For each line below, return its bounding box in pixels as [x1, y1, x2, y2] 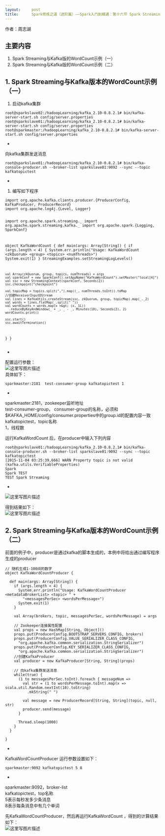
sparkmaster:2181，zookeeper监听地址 [5, 400, 84, 406]
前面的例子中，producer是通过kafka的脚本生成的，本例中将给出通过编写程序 [5, 549, 160, 556]
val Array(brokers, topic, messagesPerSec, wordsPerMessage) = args [14, 614, 157, 619]
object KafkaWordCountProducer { [5, 571, 74, 576]
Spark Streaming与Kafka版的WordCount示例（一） [12, 56, 115, 61]
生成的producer [5, 556, 37, 562]
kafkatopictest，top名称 [5, 790, 54, 797]
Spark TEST [5, 471, 27, 476]
